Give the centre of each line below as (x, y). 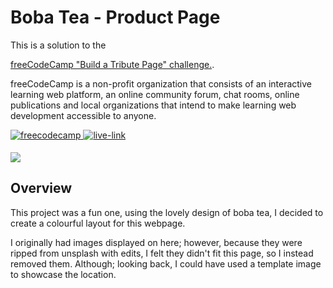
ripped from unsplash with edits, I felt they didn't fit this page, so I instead (162, 253)
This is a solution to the (58, 45)
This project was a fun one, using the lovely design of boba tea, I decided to (167, 212)
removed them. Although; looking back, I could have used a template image (166, 263)
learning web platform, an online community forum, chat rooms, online (155, 94)
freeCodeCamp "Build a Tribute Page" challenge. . (112, 64)
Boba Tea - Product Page (115, 17)
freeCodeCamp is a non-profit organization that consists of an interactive (161, 83)
